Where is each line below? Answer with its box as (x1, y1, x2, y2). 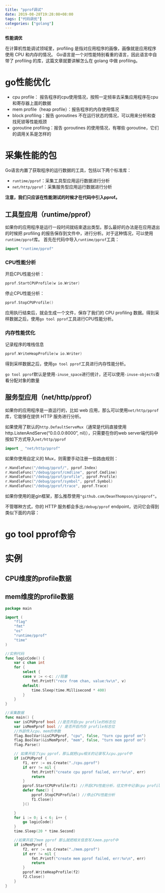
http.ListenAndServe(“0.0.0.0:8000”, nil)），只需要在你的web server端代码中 (5, 430, 159, 436)
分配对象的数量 (9, 378, 40, 383)
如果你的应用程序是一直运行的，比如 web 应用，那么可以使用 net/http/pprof (5, 407, 159, 413)
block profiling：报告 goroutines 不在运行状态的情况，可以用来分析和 (12, 113, 152, 119)
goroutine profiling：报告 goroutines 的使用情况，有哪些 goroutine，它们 (12, 125, 159, 131)
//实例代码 (5, 651, 25, 656)
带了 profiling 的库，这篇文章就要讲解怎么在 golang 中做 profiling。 (5, 58, 140, 64)
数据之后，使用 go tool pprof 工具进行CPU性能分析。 (9, 316, 116, 321)
